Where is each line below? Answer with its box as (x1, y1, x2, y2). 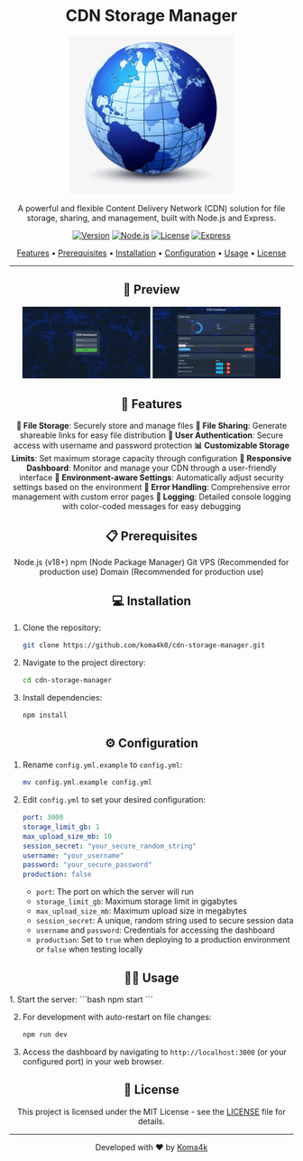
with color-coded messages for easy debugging (61, 501, 242, 512)
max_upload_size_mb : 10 (22, 831, 113, 841)
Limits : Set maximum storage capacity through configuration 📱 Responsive (11, 453, 292, 464)
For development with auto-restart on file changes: (22, 1012, 212, 1022)
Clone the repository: (22, 622, 102, 633)
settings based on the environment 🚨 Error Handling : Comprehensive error (12, 482, 291, 493)
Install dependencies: (22, 692, 103, 702)
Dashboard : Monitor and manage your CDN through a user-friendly (26, 462, 277, 474)
